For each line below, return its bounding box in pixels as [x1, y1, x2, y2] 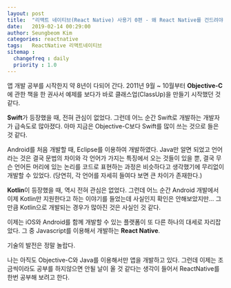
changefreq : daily [13, 55, 70, 62]
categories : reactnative [7, 36, 79, 43]
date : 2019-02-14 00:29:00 [7, 23, 91, 30]
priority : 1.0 [13, 61, 57, 68]
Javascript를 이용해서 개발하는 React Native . [36, 226, 161, 235]
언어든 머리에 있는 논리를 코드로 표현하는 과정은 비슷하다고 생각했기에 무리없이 [14, 162, 225, 171]
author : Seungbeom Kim [7, 29, 72, 37]
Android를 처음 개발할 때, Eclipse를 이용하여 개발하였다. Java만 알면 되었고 [7, 145, 210, 153]
